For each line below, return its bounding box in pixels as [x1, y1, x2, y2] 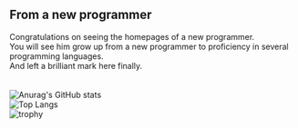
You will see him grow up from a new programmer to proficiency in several [9, 41, 289, 52]
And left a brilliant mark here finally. [9, 60, 143, 71]
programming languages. [9, 50, 104, 62]
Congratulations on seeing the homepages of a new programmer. [9, 31, 255, 42]
